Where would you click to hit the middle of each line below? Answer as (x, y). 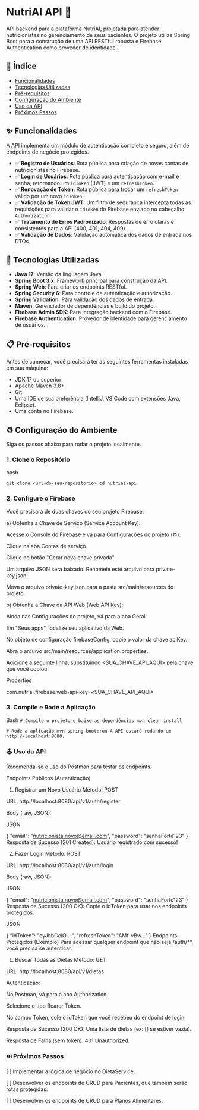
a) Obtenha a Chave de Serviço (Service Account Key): (73, 523)
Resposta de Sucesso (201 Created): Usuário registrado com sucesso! (92, 842)
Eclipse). (26, 405)
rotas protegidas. (27, 1089)
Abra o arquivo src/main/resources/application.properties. (77, 651)
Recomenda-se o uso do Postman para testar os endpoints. (79, 767)
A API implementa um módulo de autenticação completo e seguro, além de (98, 145)
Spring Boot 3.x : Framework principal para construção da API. (91, 281)
